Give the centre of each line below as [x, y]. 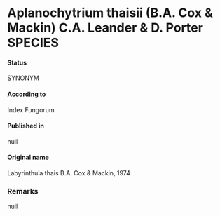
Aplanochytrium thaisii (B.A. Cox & [110, 13]
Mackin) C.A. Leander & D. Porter [105, 28]
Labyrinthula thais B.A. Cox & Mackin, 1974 [69, 173]
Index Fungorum [31, 109]
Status [17, 62]
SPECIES [33, 43]
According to [27, 94]
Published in [26, 126]
